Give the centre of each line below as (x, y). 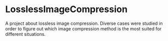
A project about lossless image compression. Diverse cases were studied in (84, 23)
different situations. (26, 34)
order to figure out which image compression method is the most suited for (83, 28)
